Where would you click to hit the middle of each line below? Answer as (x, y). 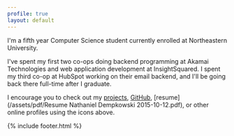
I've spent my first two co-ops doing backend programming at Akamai (108, 61)
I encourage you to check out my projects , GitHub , (80, 97)
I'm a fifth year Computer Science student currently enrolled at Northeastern (117, 40)
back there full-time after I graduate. (59, 83)
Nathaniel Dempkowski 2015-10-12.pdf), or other (139, 104)
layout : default (31, 20)
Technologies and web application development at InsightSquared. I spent (114, 69)
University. (23, 48)
